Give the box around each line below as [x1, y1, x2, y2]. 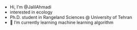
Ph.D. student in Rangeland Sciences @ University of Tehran [9, 15, 133, 20]
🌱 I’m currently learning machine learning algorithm [9, 19, 114, 25]
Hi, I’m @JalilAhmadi [9, 4, 52, 10]
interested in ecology [9, 9, 53, 15]
